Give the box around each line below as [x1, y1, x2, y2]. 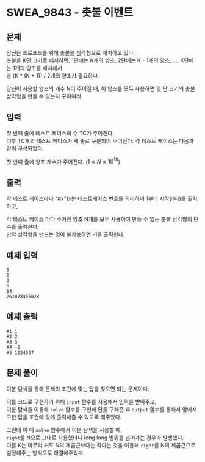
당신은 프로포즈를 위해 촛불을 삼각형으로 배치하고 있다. [6, 49, 135, 56]
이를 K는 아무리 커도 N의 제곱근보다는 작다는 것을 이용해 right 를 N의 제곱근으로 [6, 441, 196, 449]
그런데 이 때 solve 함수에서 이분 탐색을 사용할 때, [6, 426, 123, 433]
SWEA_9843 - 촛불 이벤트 [6, 5, 134, 20]
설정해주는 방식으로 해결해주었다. [6, 449, 85, 457]
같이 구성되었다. [6, 145, 45, 152]
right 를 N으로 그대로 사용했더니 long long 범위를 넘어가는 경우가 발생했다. [6, 434, 184, 441]
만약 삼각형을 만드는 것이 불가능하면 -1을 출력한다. [6, 231, 125, 238]
